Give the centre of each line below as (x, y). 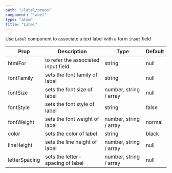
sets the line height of (71, 142)
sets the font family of (71, 75)
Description (72, 52)
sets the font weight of (72, 119)
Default (155, 52)
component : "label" (26, 15)
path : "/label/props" (28, 10)
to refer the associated (72, 60)
